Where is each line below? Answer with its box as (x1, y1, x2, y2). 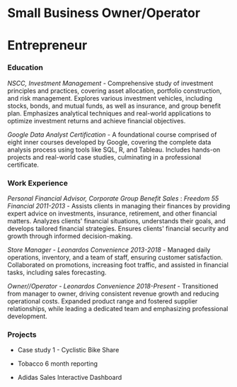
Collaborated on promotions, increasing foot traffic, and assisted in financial (7, 260, 229, 269)
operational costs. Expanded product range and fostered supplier (7, 296, 198, 305)
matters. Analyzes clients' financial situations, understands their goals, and (7, 216, 226, 225)
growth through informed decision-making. (7, 232, 133, 240)
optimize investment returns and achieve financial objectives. (7, 116, 186, 125)
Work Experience (7, 178, 69, 188)
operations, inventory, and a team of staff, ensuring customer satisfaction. (7, 253, 223, 262)
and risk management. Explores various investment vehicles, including (7, 94, 212, 102)
